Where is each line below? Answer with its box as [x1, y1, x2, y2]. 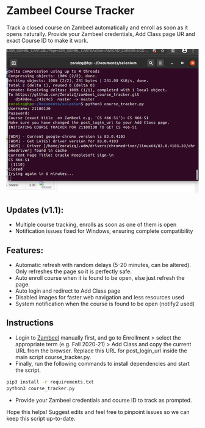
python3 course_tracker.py [6, 385, 75, 391]
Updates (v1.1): [6, 205, 64, 215]
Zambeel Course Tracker [6, 4, 135, 18]
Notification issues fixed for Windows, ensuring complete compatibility [15, 227, 193, 235]
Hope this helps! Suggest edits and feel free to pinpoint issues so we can [6, 408, 190, 415]
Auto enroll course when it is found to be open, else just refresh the [15, 274, 185, 282]
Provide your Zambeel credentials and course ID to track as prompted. [15, 396, 192, 404]
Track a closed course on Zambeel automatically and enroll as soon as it [6, 24, 188, 31]
